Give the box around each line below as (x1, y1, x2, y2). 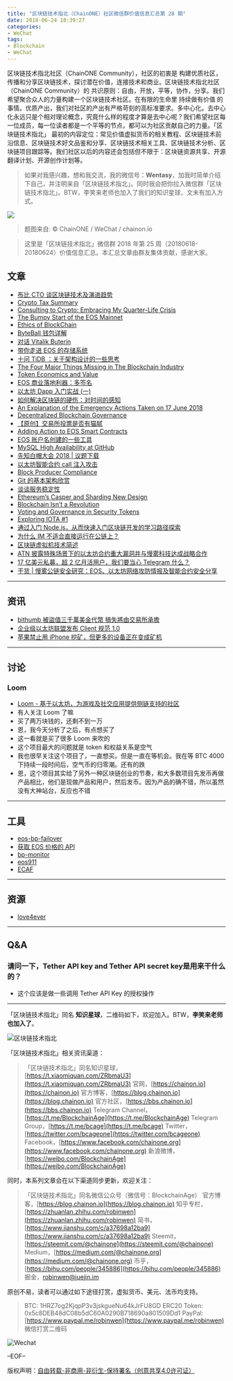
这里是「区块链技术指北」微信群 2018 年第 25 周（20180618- (24, 239, 199, 248)
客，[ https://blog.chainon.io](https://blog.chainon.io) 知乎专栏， (24, 1199, 207, 1208)
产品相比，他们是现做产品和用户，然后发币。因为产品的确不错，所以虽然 (17, 778, 224, 787)
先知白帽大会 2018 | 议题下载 (17, 451, 99, 459)
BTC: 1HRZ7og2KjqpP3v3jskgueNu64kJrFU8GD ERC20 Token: (24, 1301, 203, 1309)
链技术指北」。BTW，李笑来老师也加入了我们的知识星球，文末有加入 (24, 188, 217, 196)
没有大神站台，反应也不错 (17, 787, 91, 795)
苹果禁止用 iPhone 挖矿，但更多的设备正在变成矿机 (17, 633, 163, 641)
